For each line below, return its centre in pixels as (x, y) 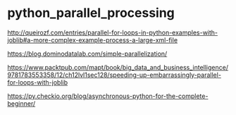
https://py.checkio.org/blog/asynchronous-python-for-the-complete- (108, 96)
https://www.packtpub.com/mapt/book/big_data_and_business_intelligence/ (118, 67)
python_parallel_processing (91, 13)
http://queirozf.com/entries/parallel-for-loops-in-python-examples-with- (113, 32)
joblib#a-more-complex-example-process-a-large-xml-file (93, 40)
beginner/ (21, 103)
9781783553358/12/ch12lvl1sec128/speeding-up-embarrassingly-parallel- (114, 75)
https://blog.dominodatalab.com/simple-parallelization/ (87, 54)
